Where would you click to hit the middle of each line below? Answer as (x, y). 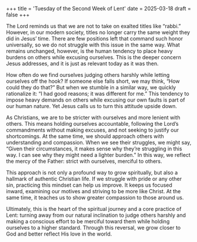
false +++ (18, 15)
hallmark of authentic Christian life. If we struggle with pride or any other (94, 179)
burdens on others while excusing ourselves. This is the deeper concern (94, 57)
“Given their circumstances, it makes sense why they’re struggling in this (94, 149)
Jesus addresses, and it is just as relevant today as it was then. (82, 63)
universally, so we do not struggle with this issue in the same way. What (93, 45)
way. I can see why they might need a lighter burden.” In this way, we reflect (98, 155)
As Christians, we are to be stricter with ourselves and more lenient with (93, 117)
